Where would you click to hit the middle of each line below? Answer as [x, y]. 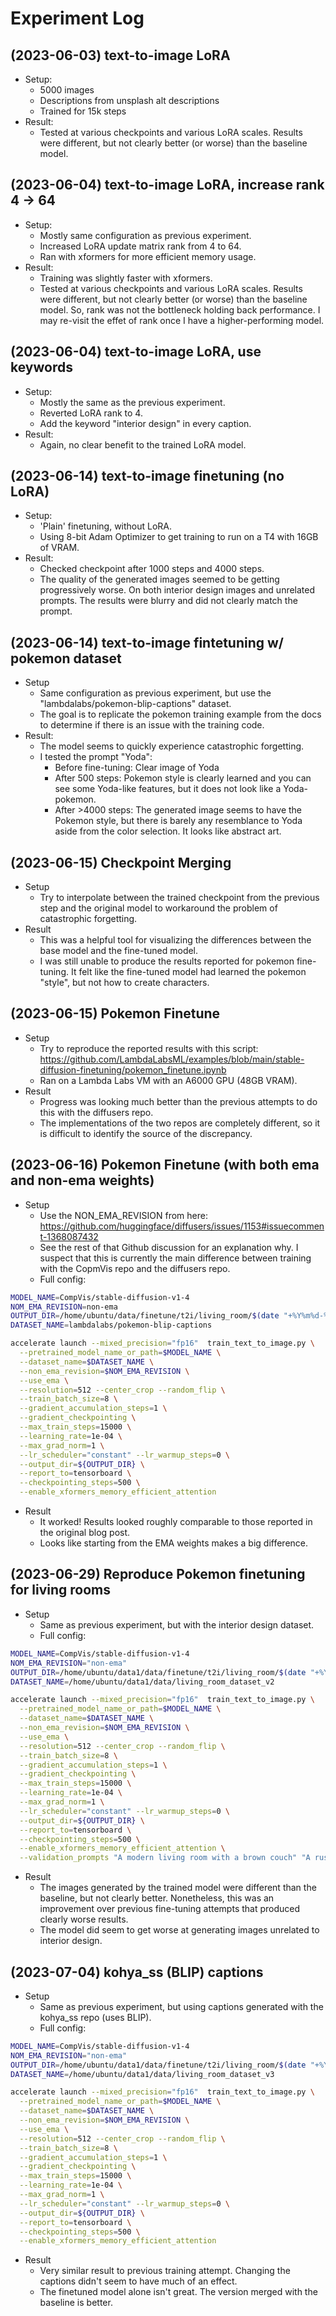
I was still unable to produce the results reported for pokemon [167, 961]
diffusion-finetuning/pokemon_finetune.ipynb [133, 1069]
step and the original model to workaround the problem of [158, 908]
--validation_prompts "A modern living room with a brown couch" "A [165, 1858]
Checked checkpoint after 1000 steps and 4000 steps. [152, 569]
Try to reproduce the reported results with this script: [149, 1048]
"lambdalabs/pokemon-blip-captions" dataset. [135, 704]
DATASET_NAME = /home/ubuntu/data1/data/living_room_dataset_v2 [142, 1682]
